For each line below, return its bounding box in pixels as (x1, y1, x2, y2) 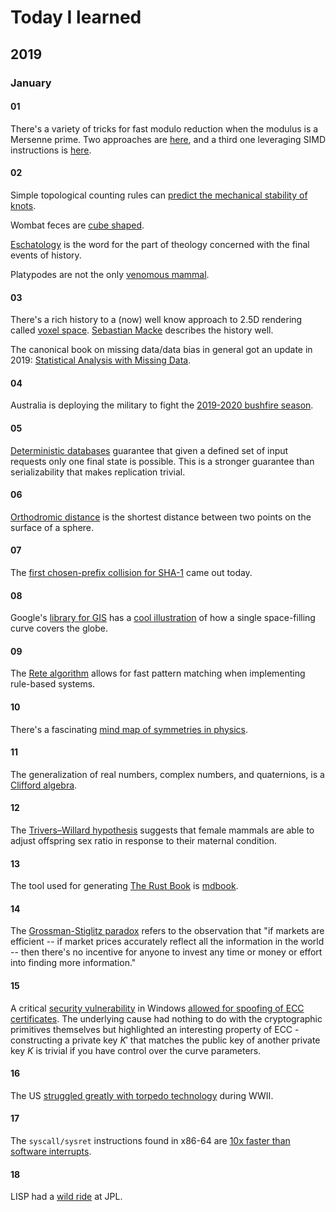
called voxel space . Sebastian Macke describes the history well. (10, 324, 274, 336)
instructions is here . (10, 144, 92, 156)
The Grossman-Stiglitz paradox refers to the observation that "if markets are (10, 925, 325, 937)
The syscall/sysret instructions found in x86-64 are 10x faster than (10, 1134, 291, 1146)
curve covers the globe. (10, 622, 109, 635)
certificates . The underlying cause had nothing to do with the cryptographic (10, 1012, 323, 1025)
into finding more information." (10, 957, 137, 969)
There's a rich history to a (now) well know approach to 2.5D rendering (10, 314, 303, 326)
